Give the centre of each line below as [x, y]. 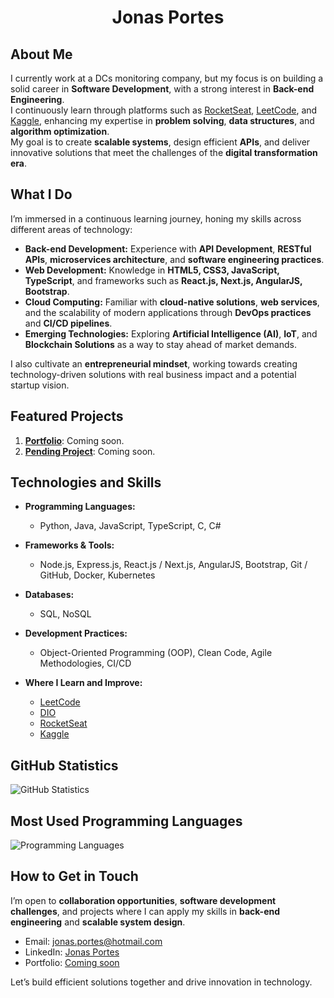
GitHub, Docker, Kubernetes [97, 575]
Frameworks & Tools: [69, 545]
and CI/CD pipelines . [68, 323]
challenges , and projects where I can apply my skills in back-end [145, 911]
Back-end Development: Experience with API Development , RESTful [168, 248]
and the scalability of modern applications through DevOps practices [168, 312]
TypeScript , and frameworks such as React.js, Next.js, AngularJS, [163, 280]
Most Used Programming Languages [126, 821]
